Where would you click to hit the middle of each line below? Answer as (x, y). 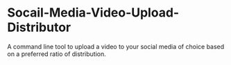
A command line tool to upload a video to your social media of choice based (116, 46)
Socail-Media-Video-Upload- (93, 13)
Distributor (39, 27)
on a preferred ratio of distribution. (57, 54)
